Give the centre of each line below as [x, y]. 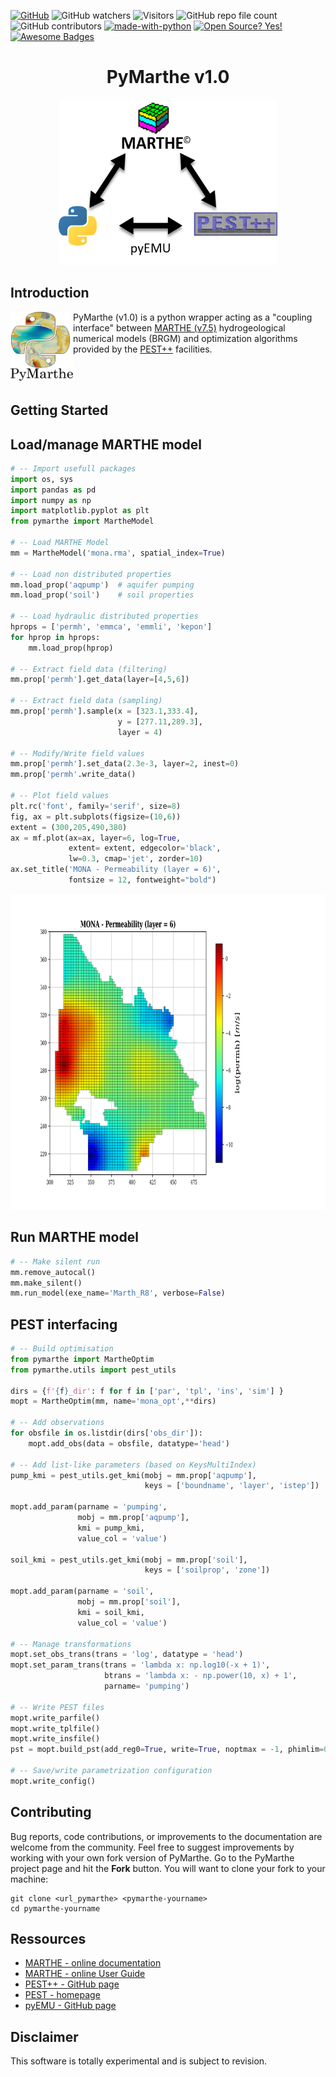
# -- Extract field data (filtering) [89, 669]
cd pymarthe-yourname [55, 1908]
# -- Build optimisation [62, 1349]
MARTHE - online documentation [93, 1963]
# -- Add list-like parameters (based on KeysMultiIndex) [133, 1465]
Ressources [48, 1939]
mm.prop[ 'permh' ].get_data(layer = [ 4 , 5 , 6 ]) [100, 680]
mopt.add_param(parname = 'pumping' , [89, 1507]
